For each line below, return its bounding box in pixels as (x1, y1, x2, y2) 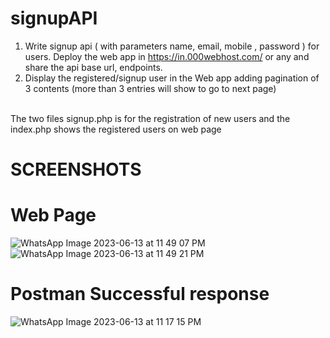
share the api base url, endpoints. (24, 61, 163, 73)
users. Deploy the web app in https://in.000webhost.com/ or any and (24, 50, 310, 62)
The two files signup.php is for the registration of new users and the (10, 112, 291, 124)
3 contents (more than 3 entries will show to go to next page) (24, 82, 277, 94)
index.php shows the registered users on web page (10, 123, 222, 135)
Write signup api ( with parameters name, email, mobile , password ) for (24, 40, 320, 52)
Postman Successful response (10, 283, 270, 306)
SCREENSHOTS (10, 158, 142, 181)
